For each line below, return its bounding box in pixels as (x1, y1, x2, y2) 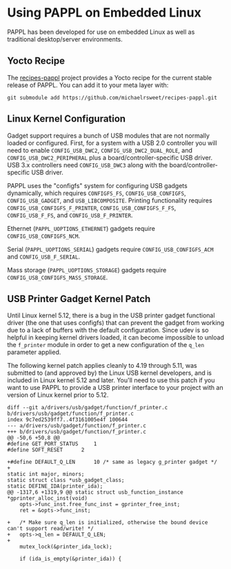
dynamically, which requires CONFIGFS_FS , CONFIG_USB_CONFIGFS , (7, 189, 186, 197)
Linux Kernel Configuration (7, 113, 126, 125)
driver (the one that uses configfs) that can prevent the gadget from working (7, 319, 225, 327)
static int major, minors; (7, 471, 85, 478)
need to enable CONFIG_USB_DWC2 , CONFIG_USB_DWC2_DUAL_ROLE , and (7, 146, 193, 154)
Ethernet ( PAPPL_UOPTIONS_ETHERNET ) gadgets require (7, 224, 155, 232)
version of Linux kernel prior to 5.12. (7, 391, 109, 399)
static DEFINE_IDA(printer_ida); (7, 483, 103, 490)
